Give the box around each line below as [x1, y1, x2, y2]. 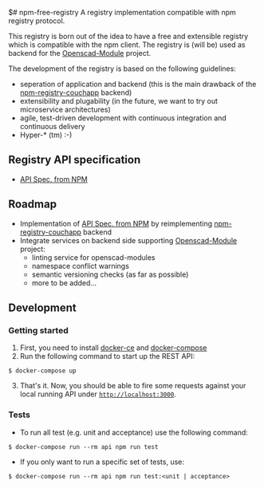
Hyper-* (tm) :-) [19, 130, 73, 140]
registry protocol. [8, 16, 65, 26]
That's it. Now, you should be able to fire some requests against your [19, 381, 246, 391]
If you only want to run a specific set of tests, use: [19, 457, 185, 466]
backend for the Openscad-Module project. [8, 49, 152, 57]
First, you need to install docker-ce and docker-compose [19, 343, 207, 352]
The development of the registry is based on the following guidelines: [8, 64, 237, 73]
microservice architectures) [19, 104, 112, 114]
